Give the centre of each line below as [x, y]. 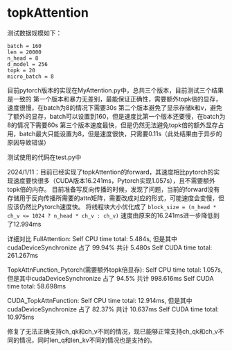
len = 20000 [24, 52]
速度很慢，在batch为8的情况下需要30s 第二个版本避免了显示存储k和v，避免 [115, 107]
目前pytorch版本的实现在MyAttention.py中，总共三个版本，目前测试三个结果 [115, 90]
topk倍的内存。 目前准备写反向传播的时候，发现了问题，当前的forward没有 [114, 189]
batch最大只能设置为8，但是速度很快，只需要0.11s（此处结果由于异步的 [121, 133]
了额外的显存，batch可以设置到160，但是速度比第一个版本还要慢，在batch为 [116, 116]
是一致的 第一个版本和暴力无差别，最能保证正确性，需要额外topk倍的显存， [115, 99]
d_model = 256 [28, 64]
